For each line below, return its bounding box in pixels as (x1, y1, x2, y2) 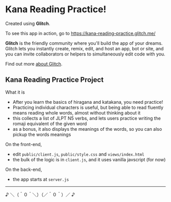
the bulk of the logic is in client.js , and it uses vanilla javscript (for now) (12, 156, 166, 162)
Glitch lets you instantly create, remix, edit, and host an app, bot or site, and (5, 45, 164, 51)
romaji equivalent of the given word (12, 121, 88, 127)
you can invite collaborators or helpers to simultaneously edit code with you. (5, 51, 165, 57)
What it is (5, 89, 25, 95)
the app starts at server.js (12, 176, 69, 182)
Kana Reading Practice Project (5, 75, 104, 84)
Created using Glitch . (5, 20, 50, 26)
